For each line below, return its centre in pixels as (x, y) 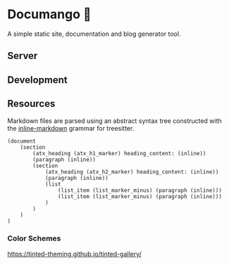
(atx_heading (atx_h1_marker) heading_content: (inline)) (119, 153)
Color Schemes (34, 238)
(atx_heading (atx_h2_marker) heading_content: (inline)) (132, 172)
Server (23, 56)
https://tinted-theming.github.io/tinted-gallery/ (75, 254)
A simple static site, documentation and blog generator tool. (94, 34)
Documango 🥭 (49, 14)
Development (38, 80)
